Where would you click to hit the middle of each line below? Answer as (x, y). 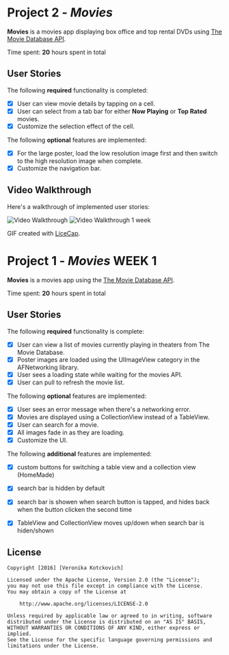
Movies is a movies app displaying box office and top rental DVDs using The (114, 32)
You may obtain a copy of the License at (67, 592)
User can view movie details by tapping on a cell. (86, 103)
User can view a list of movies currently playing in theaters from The (113, 345)
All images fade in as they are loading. (71, 432)
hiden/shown (36, 531)
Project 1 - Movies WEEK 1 (82, 261)
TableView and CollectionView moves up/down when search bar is (111, 523)
